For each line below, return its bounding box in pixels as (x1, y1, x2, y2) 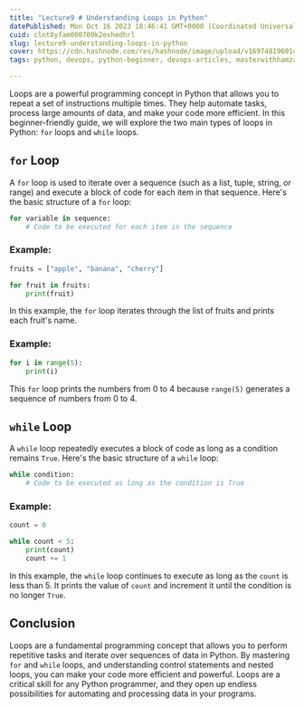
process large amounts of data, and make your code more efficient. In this (9, 108, 286, 118)
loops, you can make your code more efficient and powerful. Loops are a (9, 668, 280, 680)
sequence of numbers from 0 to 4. (9, 393, 138, 403)
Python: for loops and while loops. (9, 127, 139, 137)
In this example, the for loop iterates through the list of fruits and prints (9, 306, 274, 316)
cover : (9, 47, 34, 56)
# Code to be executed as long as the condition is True (25, 479, 245, 488)
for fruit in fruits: (9, 280, 91, 290)
